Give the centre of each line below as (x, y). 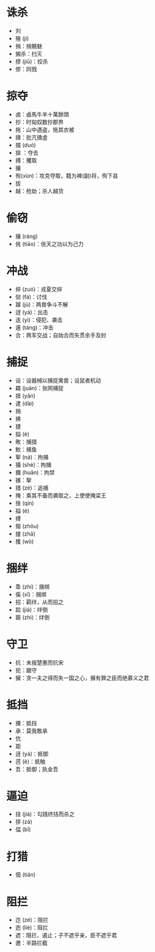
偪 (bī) (23, 829)
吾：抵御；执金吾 (37, 769)
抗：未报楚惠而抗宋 (39, 662)
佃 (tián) (25, 875)
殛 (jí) (22, 38)
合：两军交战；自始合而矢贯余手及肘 (61, 335)
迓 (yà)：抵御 (32, 754)
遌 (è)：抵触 (30, 761)
